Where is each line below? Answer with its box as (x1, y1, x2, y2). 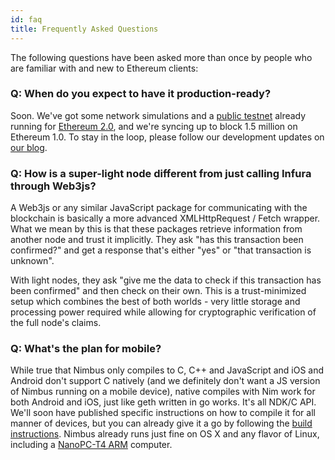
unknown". (10, 255, 55, 267)
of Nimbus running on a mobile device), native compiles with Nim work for (10, 386, 316, 398)
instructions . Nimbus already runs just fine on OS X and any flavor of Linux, (10, 428, 320, 440)
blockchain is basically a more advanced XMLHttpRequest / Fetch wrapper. (10, 212, 321, 225)
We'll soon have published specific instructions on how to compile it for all (10, 407, 316, 419)
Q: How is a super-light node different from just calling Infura (10, 166, 312, 180)
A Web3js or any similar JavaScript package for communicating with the (10, 202, 308, 214)
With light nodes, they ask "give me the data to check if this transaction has (10, 274, 322, 286)
